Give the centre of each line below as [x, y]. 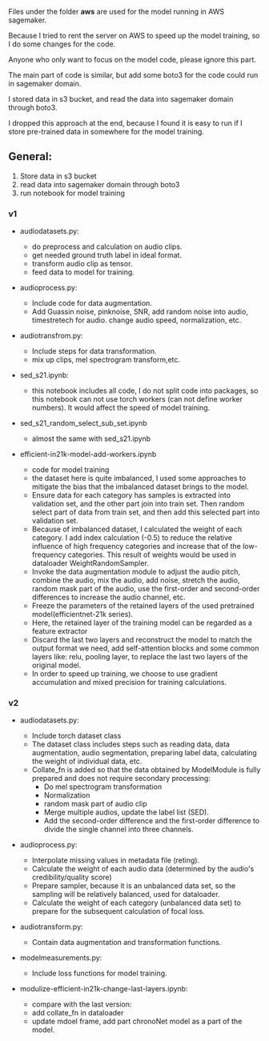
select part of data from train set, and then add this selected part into [146, 512]
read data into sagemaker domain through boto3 [100, 184]
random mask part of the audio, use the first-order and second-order [146, 589]
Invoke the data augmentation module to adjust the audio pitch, [136, 572]
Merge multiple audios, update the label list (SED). [126, 812]
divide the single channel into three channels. [118, 829]
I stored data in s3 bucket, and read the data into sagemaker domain [121, 99]
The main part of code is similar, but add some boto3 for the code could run [133, 75]
